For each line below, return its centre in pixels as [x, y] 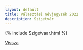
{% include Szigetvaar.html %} [36, 33]
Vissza [12, 43]
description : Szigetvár [30, 19]
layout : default [22, 10]
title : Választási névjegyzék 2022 [42, 14]
